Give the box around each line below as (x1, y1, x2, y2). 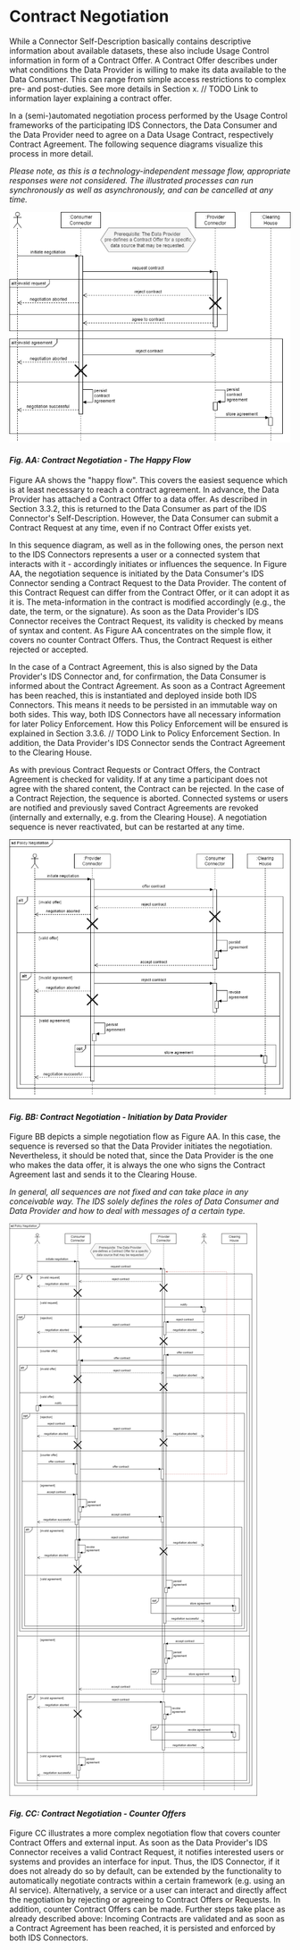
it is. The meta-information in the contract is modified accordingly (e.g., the (9, 597, 286, 607)
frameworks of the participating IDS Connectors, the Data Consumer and (9, 119, 278, 131)
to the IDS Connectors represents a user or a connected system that (9, 548, 261, 560)
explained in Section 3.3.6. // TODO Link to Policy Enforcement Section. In (9, 727, 280, 739)
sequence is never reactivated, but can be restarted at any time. (9, 821, 246, 832)
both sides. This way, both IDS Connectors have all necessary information (9, 708, 281, 719)
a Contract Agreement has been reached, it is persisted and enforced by (9, 1923, 276, 1934)
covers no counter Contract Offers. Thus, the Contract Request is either (9, 634, 273, 645)
